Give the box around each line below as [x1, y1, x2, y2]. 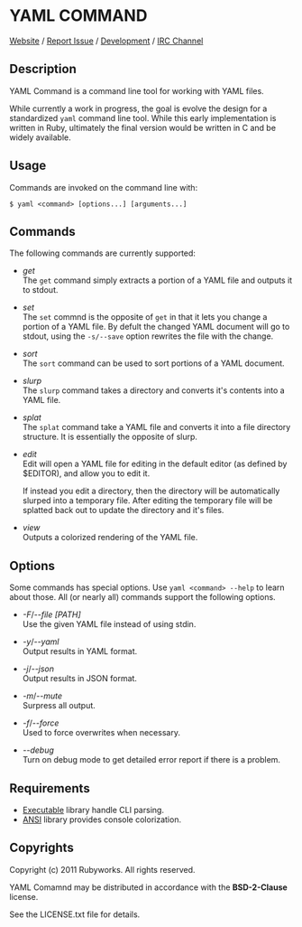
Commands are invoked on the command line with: [9, 182, 198, 192]
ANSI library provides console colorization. [22, 814, 182, 825]
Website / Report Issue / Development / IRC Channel [9, 35, 204, 46]
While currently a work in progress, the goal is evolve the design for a [9, 103, 268, 114]
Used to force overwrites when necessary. [22, 727, 180, 738]
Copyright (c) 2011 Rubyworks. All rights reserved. [9, 864, 196, 875]
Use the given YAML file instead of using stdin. [22, 619, 197, 630]
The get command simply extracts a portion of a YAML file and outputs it [22, 275, 293, 286]
